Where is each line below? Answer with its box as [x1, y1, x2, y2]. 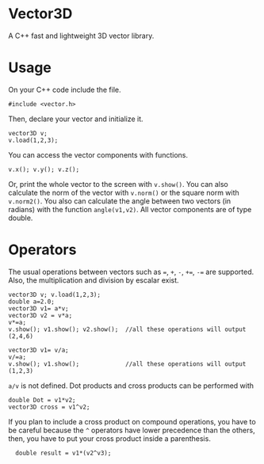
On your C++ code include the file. [8, 85, 121, 94]
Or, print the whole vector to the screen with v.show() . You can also [8, 179, 228, 188]
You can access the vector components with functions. [8, 150, 189, 159]
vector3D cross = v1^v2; [8, 403, 90, 411]
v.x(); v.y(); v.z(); [8, 165, 80, 173]
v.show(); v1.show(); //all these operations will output [8, 359, 247, 368]
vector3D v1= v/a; [8, 346, 69, 354]
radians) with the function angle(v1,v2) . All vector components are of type [8, 204, 252, 214]
